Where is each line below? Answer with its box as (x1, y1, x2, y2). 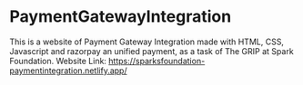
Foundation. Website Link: (9, 55, 107, 66)
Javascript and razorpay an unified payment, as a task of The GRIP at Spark (9, 45, 294, 56)
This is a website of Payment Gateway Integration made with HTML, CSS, (9, 36, 285, 47)
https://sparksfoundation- (108, 55, 206, 66)
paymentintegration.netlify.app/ (9, 65, 127, 76)
